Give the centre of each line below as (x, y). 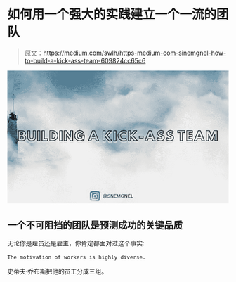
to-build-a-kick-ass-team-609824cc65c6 (85, 60)
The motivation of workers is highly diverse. (77, 257)
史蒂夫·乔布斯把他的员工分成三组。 (58, 271)
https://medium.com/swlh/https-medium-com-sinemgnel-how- (135, 53)
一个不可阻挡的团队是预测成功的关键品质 (95, 225)
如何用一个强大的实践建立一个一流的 (112, 14)
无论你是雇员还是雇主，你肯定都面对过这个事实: (76, 243)
